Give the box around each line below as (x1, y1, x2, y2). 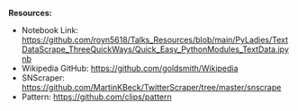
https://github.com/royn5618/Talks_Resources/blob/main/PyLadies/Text (21, 35, 289, 45)
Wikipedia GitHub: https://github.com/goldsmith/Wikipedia (21, 63, 239, 73)
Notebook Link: (21, 25, 78, 35)
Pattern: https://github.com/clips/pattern (21, 91, 172, 102)
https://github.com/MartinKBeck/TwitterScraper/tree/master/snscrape (21, 82, 282, 92)
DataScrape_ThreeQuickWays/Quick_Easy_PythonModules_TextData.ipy (21, 44, 289, 55)
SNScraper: (21, 73, 65, 83)
